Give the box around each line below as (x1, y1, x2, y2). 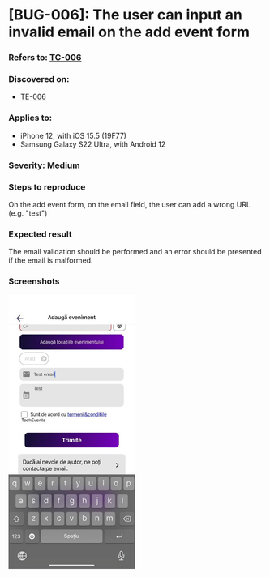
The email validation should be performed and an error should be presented (8, 247, 262, 257)
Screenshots (8, 276, 60, 287)
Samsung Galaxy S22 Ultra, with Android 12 (19, 139, 166, 149)
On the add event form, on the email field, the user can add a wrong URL (8, 199, 251, 209)
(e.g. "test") (8, 208, 48, 218)
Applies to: (8, 112, 53, 123)
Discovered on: (8, 74, 70, 85)
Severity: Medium (8, 160, 80, 171)
